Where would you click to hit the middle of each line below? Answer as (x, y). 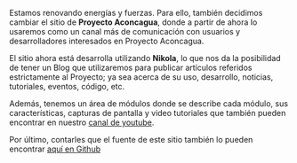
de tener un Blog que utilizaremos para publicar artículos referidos (131, 67)
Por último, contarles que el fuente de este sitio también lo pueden (131, 140)
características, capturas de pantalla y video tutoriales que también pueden (148, 113)
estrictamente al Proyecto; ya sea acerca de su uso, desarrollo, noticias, (141, 77)
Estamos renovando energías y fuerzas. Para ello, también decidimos (136, 13)
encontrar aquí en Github (55, 149)
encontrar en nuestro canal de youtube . (82, 122)
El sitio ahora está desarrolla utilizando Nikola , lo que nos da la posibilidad (145, 58)
